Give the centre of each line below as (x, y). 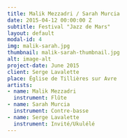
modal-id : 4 (24, 40)
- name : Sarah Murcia (39, 105)
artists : (20, 85)
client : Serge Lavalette (43, 72)
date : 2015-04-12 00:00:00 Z (50, 20)
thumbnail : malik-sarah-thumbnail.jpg (63, 53)
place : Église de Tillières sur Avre (62, 78)
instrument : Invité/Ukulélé (54, 124)
